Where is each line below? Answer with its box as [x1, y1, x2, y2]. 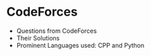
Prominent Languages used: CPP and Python [16, 41, 145, 49]
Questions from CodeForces [16, 27, 97, 35]
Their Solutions [16, 33, 60, 42]
